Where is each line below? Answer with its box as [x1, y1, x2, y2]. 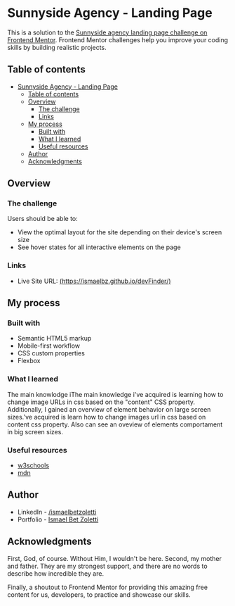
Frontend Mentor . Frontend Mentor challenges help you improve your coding [7, 35, 229, 44]
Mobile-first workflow [17, 341, 81, 350]
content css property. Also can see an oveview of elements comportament [7, 420, 223, 429]
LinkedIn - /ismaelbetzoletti [17, 507, 97, 516]
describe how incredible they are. [7, 569, 104, 578]
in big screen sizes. [7, 427, 63, 436]
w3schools [17, 461, 50, 469]
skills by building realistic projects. [7, 43, 107, 51]
